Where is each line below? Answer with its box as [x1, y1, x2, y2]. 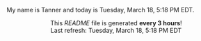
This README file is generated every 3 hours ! [50, 19, 182, 27]
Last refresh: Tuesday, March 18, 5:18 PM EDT [50, 27, 182, 34]
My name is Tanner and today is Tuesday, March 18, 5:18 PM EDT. [6, 6, 195, 14]
